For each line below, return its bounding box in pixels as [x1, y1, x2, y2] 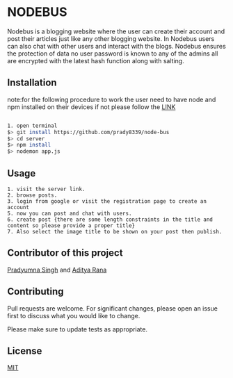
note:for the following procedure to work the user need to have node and [7, 95, 216, 104]
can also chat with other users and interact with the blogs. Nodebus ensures [7, 42, 226, 50]
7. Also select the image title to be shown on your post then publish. [7, 228, 223, 235]
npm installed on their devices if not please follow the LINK [7, 102, 176, 111]
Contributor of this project [7, 247, 123, 259]
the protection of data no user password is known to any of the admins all [7, 49, 218, 58]
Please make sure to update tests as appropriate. [7, 324, 148, 334]
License [7, 345, 42, 356]
